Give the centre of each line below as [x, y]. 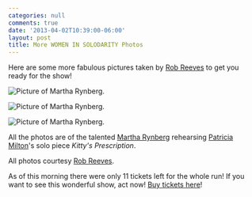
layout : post [30, 38]
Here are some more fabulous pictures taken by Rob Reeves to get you [124, 67]
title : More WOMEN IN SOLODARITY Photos [76, 45]
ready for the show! [40, 76]
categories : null [37, 15]
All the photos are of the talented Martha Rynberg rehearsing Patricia [121, 137]
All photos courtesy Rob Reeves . [61, 161]
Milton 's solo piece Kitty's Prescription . [72, 146]
